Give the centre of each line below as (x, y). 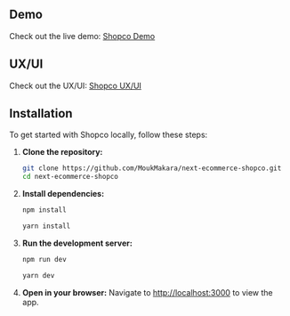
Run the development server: (77, 243)
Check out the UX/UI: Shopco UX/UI (76, 85)
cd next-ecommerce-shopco (70, 177)
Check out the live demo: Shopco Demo (82, 36)
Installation (41, 113)
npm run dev (44, 259)
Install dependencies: (63, 194)
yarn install (46, 226)
